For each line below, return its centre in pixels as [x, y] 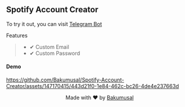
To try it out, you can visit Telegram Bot [54, 24]
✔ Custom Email [49, 47]
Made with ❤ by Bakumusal [100, 98]
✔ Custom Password [55, 53]
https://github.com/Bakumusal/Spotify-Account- [65, 80]
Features [17, 35]
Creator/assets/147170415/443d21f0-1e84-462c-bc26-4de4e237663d [92, 86]
